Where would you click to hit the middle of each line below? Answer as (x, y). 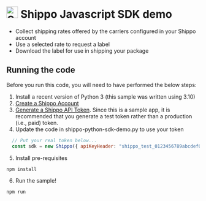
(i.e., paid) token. (36, 123)
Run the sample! (36, 180)
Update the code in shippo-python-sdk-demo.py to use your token (99, 129)
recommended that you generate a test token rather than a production (104, 116)
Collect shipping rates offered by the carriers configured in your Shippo (105, 31)
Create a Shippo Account (47, 103)
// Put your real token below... (55, 140)
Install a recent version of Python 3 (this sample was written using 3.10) (105, 97)
